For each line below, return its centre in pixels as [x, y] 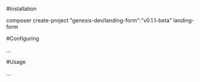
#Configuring [23, 38]
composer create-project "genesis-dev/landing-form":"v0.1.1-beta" [89, 20]
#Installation [22, 9]
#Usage [16, 62]
